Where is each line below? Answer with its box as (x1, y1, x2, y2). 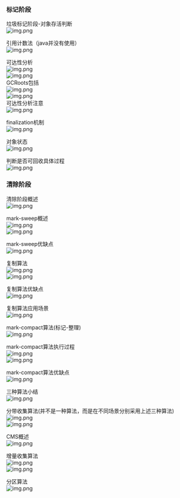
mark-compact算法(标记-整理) (6, 323, 82, 331)
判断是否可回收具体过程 (6, 157, 65, 164)
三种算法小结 (6, 388, 38, 395)
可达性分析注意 (6, 100, 43, 107)
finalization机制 (6, 119, 44, 126)
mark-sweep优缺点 (6, 240, 54, 247)
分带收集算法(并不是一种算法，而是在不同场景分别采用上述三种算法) (6, 407, 175, 415)
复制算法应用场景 (6, 304, 49, 312)
